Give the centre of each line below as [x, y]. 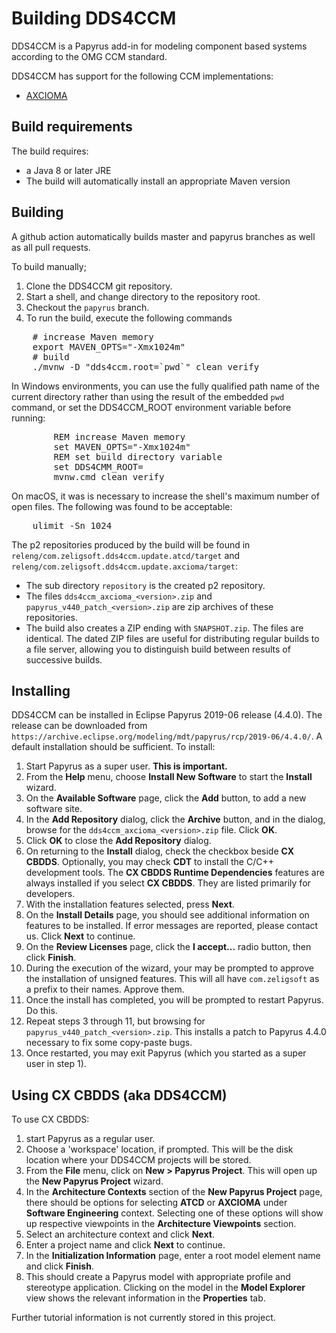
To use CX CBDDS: [50, 1119]
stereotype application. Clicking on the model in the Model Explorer [165, 1288]
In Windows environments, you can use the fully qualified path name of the [166, 386]
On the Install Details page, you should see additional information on [167, 915]
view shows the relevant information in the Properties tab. [145, 1298]
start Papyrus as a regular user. [90, 1139]
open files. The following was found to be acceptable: [122, 506]
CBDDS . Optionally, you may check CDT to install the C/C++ [149, 862]
